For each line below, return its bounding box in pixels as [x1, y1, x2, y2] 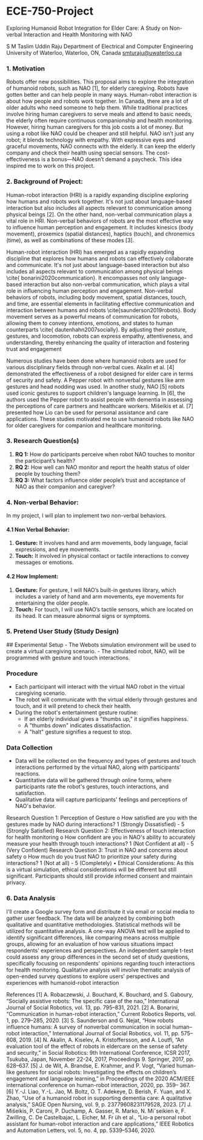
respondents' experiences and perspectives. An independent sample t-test [6, 947, 194, 954]
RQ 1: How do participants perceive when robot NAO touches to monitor [15, 450, 195, 457]
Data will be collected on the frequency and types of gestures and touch [15, 757, 196, 765]
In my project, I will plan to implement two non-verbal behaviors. [6, 512, 167, 520]
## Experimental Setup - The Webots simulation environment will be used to [6, 641, 197, 648]
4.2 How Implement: [6, 572, 59, 580]
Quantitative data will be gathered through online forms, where [15, 777, 171, 784]
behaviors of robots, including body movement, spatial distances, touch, [6, 293, 187, 301]
